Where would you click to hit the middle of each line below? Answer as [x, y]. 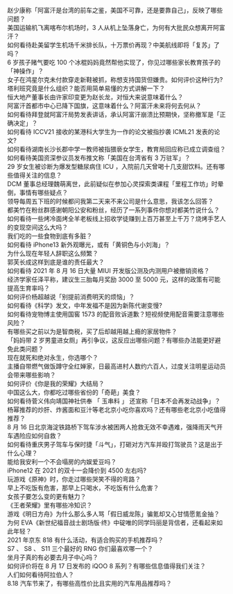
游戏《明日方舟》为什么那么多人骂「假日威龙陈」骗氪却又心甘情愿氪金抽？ [113, 514]
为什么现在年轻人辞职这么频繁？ [53, 253]
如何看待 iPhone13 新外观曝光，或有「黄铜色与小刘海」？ [89, 245]
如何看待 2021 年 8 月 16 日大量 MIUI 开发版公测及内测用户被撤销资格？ [109, 271]
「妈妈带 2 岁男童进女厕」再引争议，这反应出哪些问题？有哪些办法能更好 [111, 340]
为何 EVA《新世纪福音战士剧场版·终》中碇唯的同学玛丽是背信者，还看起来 [112, 522]
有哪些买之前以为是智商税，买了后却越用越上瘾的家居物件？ [92, 331]
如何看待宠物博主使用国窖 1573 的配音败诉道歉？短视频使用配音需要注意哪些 [116, 314]
